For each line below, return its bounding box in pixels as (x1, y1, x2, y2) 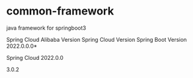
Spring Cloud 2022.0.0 (6, 54, 64, 61)
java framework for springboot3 (6, 24, 87, 31)
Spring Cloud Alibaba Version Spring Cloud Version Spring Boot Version (6, 36, 188, 43)
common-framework (6, 4, 114, 18)
